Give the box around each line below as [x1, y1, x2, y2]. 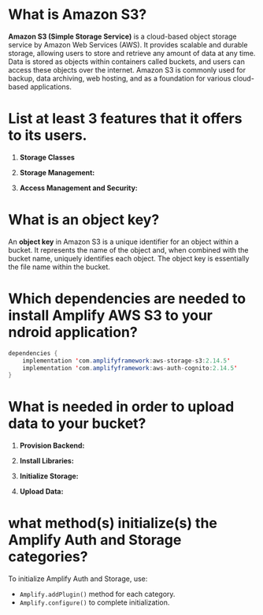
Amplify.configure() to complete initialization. [19, 598, 170, 607]
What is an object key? [8, 211, 160, 229]
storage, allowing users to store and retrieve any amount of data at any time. [8, 48, 256, 58]
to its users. [8, 126, 87, 144]
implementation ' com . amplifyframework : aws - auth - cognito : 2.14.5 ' [22, 364, 238, 372]
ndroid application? [8, 324, 138, 341]
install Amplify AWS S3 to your [8, 306, 213, 324]
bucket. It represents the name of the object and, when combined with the [8, 245, 249, 254]
